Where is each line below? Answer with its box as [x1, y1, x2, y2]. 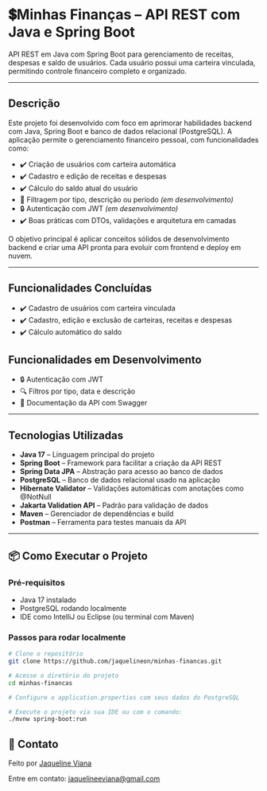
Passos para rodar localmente [8, 632, 126, 643]
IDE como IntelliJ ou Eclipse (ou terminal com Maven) [19, 612, 195, 621]
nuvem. [8, 251, 33, 260]
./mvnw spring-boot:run [8, 715, 87, 723]
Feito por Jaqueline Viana [8, 758, 92, 768]
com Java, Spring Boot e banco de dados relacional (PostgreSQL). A [8, 126, 233, 136]
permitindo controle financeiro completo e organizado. [8, 66, 187, 76]
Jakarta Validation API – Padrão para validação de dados [19, 500, 209, 511]
